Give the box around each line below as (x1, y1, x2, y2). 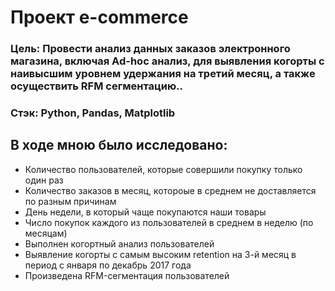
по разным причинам (24, 195, 117, 207)
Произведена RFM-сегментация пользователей (24, 269, 230, 281)
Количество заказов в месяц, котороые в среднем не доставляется (24, 184, 317, 196)
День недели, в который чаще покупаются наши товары (24, 206, 267, 218)
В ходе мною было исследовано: (10, 137, 228, 154)
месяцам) (24, 227, 68, 239)
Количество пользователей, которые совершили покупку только (24, 163, 303, 175)
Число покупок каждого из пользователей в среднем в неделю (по (24, 216, 314, 228)
